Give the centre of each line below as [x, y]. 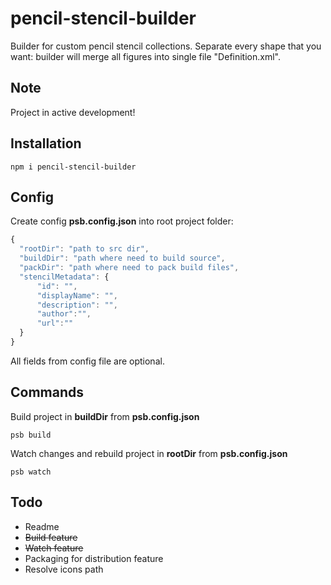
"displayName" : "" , [77, 295]
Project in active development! [73, 112]
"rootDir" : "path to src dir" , [84, 249]
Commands [47, 392]
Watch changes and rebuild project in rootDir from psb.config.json [149, 453]
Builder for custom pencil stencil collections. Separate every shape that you [166, 46]
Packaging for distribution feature [94, 558]
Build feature [51, 537]
